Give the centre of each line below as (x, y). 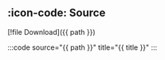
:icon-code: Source (57, 13)
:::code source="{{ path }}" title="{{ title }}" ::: (82, 47)
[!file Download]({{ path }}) (52, 32)
